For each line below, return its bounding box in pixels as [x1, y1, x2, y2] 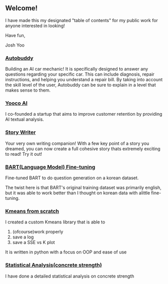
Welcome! [5, 4, 38, 13]
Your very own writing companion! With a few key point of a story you [5, 140, 149, 146]
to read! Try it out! [5, 151, 43, 157]
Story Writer [5, 129, 36, 136]
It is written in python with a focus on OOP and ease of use [5, 249, 127, 255]
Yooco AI [5, 100, 28, 107]
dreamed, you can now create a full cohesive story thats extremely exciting [5, 145, 160, 152]
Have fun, [5, 32, 26, 38]
